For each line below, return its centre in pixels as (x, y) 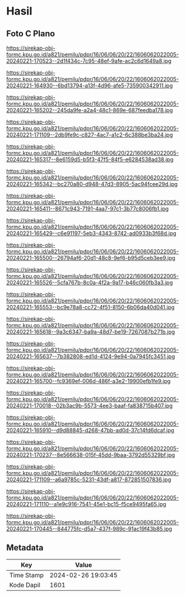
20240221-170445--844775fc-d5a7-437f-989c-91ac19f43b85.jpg (89, 529)
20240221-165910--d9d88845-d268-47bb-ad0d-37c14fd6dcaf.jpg (90, 430)
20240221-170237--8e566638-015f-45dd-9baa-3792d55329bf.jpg (91, 455)
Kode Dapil (25, 585)
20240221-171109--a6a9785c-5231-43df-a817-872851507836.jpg (89, 479)
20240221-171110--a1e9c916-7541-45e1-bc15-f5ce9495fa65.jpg (86, 504)
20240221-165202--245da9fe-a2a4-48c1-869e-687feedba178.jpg (89, 110)
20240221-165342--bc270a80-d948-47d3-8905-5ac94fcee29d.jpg (92, 184)
